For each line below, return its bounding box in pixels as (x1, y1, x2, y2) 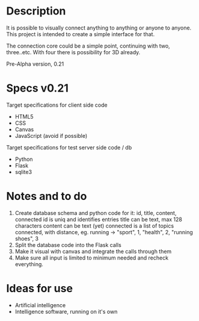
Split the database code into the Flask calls (14, 241, 121, 248)
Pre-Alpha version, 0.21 (6, 60, 64, 67)
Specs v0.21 (6, 81, 69, 95)
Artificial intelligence (14, 301, 66, 308)
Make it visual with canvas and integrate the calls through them (14, 248, 172, 255)
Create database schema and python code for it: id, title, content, (14, 209, 177, 216)
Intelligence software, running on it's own (14, 308, 118, 315)
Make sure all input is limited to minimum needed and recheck (14, 254, 169, 261)
